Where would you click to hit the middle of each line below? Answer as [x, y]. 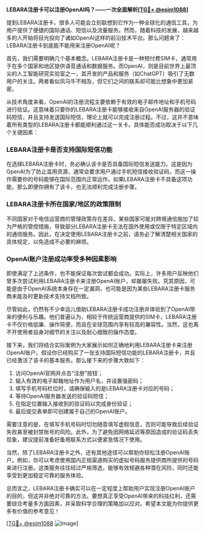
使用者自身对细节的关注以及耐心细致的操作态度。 [78, 332]
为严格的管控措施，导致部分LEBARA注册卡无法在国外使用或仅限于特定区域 [99, 226]
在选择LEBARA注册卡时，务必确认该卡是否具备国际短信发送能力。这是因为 [99, 164]
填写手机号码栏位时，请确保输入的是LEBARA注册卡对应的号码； [95, 388]
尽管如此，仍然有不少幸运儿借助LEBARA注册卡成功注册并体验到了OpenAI [98, 309]
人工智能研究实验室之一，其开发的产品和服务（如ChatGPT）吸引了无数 [106, 73]
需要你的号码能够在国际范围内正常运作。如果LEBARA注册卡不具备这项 [99, 179]
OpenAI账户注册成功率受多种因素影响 [62, 259]
